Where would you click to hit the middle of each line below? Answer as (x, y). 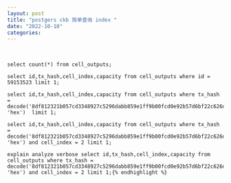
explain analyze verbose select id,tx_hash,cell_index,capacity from (109, 155)
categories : (24, 33)
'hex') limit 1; (32, 113)
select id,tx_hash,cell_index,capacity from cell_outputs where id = (109, 77)
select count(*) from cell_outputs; (59, 65)
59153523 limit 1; (33, 83)
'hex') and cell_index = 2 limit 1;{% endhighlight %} (87, 173)
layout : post (26, 13)
